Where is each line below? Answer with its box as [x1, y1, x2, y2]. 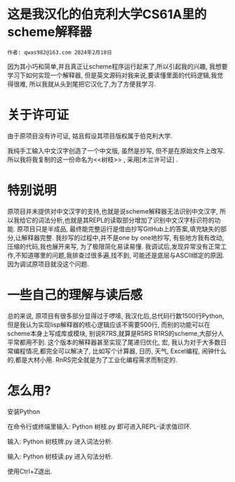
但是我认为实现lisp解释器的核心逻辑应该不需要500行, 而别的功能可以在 [7, 320, 210, 329]
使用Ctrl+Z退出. [7, 467, 53, 475]
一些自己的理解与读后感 [7, 287, 143, 303]
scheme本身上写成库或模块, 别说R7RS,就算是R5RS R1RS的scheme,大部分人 [7, 329, 224, 337]
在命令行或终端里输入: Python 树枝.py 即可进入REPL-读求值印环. [7, 422, 192, 431]
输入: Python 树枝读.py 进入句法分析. [7, 452, 114, 460]
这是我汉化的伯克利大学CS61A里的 [7, 6, 207, 22]
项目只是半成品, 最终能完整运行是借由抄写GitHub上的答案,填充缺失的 [22, 224, 221, 233]
